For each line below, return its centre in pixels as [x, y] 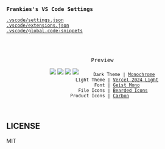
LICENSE [23, 126]
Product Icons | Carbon [100, 95]
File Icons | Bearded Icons [113, 90]
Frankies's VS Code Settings [50, 9]
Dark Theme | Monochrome [124, 74]
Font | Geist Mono [117, 85]
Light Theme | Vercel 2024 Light [117, 80]
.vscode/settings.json [35, 20]
